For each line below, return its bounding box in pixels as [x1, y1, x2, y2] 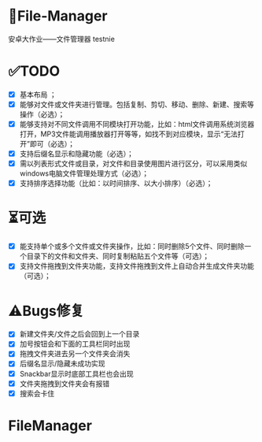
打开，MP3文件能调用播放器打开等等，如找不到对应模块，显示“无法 [19, 129, 238, 139]
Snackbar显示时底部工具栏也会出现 [19, 369, 134, 378]
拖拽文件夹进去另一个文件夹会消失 [19, 349, 131, 358]
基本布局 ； [19, 90, 57, 99]
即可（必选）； [29, 139, 75, 149]
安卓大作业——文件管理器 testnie [8, 34, 116, 43]
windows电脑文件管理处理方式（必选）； [19, 169, 149, 178]
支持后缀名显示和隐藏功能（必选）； [19, 149, 134, 158]
